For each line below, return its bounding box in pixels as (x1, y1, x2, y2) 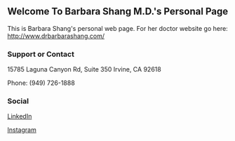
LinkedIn (7, 112, 32, 121)
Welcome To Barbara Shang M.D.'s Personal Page (7, 6, 229, 18)
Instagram (7, 126, 36, 134)
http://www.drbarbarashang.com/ (7, 32, 105, 40)
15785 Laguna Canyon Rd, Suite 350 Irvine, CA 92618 (7, 65, 161, 74)
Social (7, 96, 29, 106)
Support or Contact (7, 49, 75, 59)
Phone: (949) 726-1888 (7, 79, 75, 87)
